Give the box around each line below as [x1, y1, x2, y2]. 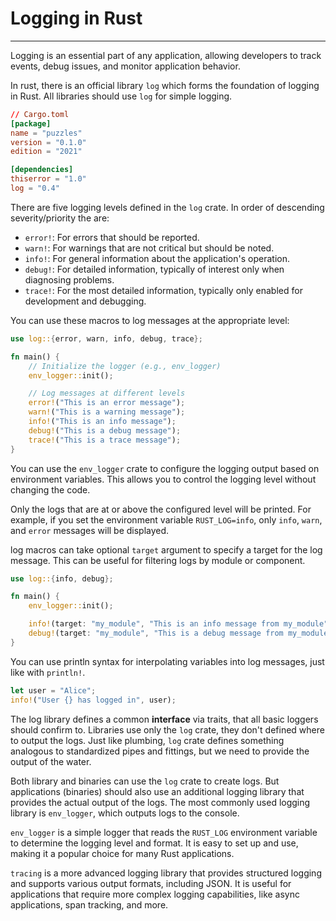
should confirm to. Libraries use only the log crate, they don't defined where [10, 723, 325, 736]
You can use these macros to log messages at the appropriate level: [10, 314, 290, 326]
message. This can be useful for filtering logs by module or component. [10, 554, 306, 566]
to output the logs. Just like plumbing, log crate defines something [10, 734, 285, 746]
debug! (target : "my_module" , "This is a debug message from [28, 628, 284, 639]
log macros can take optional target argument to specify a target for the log [10, 543, 323, 556]
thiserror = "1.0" [10, 174, 87, 184]
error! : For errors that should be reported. [24, 231, 200, 243]
